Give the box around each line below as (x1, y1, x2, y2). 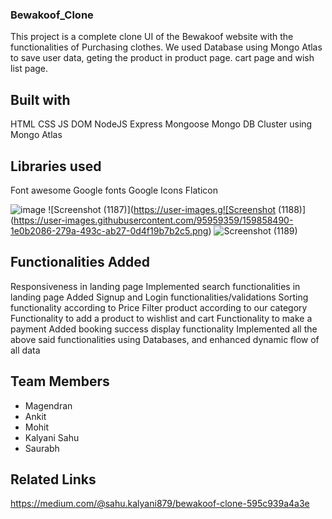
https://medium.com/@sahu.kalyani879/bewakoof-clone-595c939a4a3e (10, 498, 310, 510)
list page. (10, 63, 49, 75)
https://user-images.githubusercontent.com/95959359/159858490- (13, 214, 294, 226)
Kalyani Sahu (24, 431, 80, 443)
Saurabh (24, 442, 60, 454)
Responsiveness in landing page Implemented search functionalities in (10, 280, 301, 292)
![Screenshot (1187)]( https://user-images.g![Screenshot (48, 203, 277, 215)
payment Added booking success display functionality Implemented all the (10, 323, 318, 335)
